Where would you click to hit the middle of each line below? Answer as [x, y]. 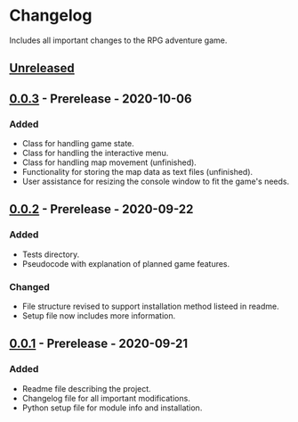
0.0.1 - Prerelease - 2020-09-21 [99, 344]
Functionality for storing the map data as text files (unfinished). [137, 172]
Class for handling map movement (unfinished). [109, 162]
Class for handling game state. [78, 144]
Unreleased [42, 68]
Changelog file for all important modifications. [106, 398]
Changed [30, 286]
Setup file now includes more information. [99, 316]
